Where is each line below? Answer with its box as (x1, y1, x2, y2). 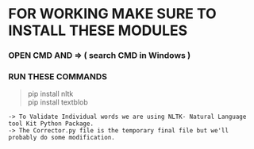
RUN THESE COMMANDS (8, 71, 108, 82)
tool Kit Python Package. (8, 120, 94, 128)
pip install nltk (27, 89, 74, 99)
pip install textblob (27, 97, 89, 107)
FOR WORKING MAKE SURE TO (8, 5, 217, 23)
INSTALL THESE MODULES (8, 21, 188, 40)
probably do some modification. (8, 134, 115, 142)
